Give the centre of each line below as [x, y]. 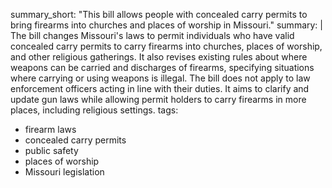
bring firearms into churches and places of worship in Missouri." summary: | [166, 25]
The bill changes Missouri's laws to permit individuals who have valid [152, 35]
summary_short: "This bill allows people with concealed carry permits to [159, 14]
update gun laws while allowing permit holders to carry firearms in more [158, 99]
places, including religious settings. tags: [94, 110]
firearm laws [50, 129]
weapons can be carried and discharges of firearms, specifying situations [162, 67]
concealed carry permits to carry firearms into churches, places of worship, [166, 46]
